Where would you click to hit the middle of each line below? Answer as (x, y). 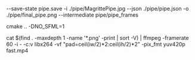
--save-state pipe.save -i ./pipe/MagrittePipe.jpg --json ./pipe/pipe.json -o (97, 9)
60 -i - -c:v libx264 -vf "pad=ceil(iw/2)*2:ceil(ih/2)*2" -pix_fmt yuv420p (96, 44)
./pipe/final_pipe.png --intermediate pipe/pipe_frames (72, 15)
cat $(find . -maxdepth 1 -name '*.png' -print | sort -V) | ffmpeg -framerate (97, 38)
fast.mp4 (17, 50)
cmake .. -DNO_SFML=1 (35, 26)
